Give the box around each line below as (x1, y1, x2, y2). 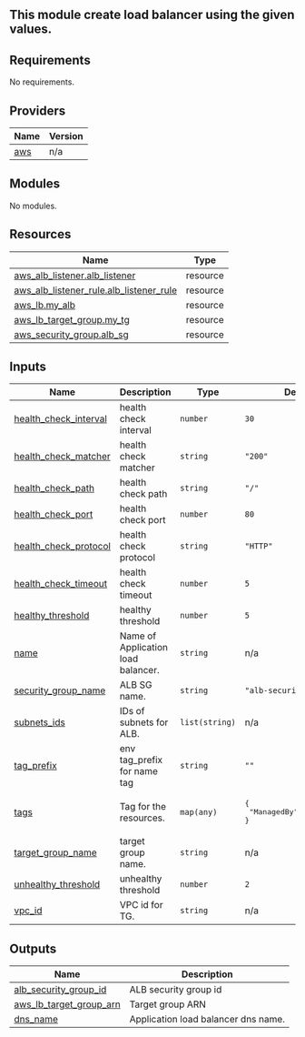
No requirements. (9, 76, 75, 87)
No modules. (9, 200, 57, 211)
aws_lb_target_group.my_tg (14, 313, 130, 326)
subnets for (119, 716, 169, 729)
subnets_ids (14, 716, 65, 729)
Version (48, 130, 84, 143)
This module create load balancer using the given (9, 7, 295, 23)
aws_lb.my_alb (14, 298, 75, 311)
